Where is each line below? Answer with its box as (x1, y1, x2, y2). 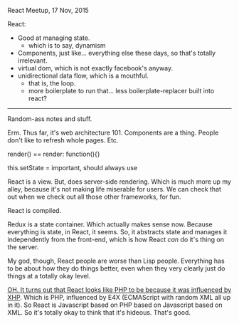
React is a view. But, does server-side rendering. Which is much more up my (7, 177, 231, 186)
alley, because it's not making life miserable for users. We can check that (7, 185, 222, 193)
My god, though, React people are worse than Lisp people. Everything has (7, 256, 225, 265)
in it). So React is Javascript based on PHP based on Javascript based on (7, 301, 223, 309)
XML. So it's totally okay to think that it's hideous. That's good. (7, 308, 191, 316)
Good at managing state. (17, 33, 90, 42)
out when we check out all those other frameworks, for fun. (7, 192, 181, 201)
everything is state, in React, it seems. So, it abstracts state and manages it (7, 228, 228, 236)
